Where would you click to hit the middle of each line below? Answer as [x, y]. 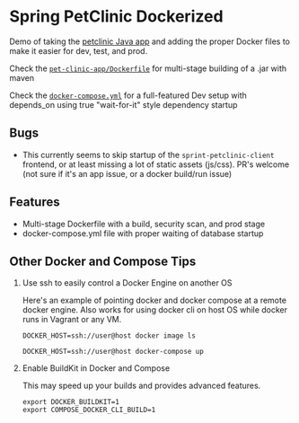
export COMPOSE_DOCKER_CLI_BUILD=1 [89, 410]
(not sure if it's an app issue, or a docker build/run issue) [127, 173]
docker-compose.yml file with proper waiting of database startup [143, 233]
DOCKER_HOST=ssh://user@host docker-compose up [113, 352]
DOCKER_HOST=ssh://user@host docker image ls [109, 336]
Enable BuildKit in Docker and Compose [96, 368]
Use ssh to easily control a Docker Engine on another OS [127, 283]
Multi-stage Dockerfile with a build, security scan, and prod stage [144, 224]
